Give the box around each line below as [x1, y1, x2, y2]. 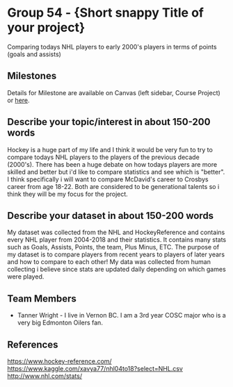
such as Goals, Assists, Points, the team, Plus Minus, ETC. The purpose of [7, 243, 220, 252]
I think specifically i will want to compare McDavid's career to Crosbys [7, 175, 209, 183]
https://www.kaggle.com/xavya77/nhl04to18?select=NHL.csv [7, 365, 183, 372]
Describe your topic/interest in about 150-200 [7, 116, 211, 128]
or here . [7, 96, 30, 104]
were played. [7, 272, 45, 281]
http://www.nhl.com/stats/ [7, 372, 82, 380]
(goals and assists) [7, 50, 61, 58]
